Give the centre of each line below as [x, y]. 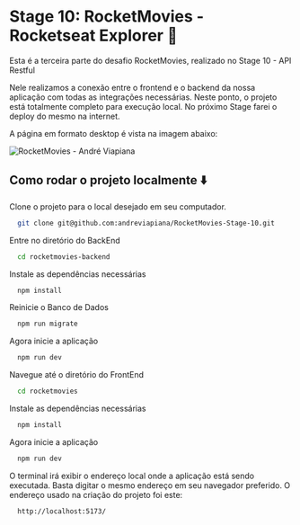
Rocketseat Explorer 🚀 [93, 36]
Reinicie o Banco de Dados [59, 307]
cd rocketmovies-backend [64, 257]
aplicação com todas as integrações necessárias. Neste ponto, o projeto [143, 97]
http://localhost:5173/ [62, 511]
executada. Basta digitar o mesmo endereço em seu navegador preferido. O [150, 485]
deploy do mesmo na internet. [65, 116]
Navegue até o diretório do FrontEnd [77, 375]
